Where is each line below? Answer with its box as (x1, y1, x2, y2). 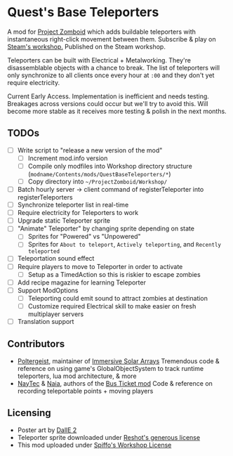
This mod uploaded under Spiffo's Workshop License (17, 441, 172, 449)
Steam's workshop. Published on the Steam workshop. (7, 42, 166, 51)
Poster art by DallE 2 (17, 426, 77, 434)
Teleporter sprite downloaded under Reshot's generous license (17, 433, 201, 441)
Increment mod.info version (27, 154, 108, 162)
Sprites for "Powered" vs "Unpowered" (27, 233, 142, 241)
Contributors (7, 338, 65, 350)
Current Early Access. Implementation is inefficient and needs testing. (7, 92, 209, 100)
